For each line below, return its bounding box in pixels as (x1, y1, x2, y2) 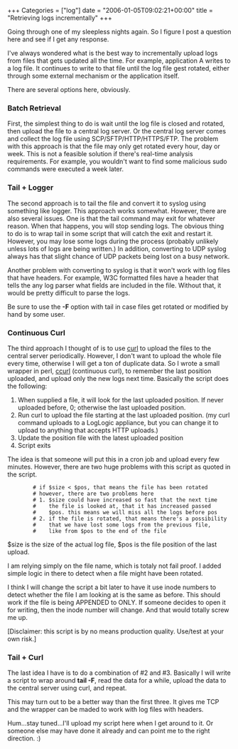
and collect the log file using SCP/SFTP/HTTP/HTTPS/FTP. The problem (7, 135, 219, 143)
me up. (7, 613, 28, 621)
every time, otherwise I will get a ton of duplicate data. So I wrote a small (7, 359, 220, 367)
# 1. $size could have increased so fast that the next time (33, 496, 218, 504)
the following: (7, 382, 48, 390)
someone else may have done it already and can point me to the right (7, 727, 210, 735)
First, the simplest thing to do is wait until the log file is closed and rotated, (7, 119, 225, 128)
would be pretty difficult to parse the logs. (7, 288, 130, 297)
